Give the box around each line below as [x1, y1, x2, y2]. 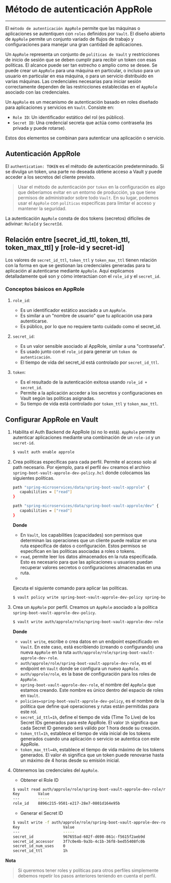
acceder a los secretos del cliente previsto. [5, 174, 96, 180]
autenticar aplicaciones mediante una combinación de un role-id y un [12, 434, 160, 440]
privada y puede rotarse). [12, 125, 66, 131]
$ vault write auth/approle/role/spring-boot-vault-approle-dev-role [12, 619, 164, 624]
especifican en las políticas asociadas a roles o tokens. [20, 548, 136, 554]
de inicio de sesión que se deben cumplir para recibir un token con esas [5, 56, 157, 63]
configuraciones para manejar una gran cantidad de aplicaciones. [5, 41, 144, 47]
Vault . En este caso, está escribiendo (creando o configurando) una [20, 643, 163, 650]
